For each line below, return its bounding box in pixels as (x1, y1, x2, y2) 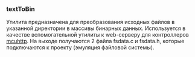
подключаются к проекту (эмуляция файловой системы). (6, 44, 155, 51)
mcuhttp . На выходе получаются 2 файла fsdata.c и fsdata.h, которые (6, 38, 185, 45)
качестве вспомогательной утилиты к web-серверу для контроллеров (6, 31, 189, 38)
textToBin (6, 5, 35, 13)
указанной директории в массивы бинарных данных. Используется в (6, 25, 186, 32)
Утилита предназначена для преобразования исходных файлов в (6, 19, 175, 26)
